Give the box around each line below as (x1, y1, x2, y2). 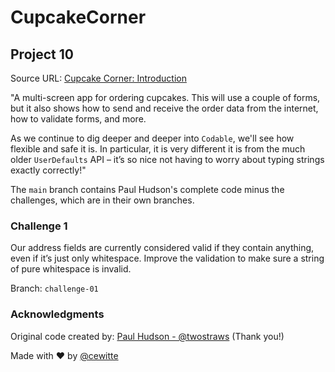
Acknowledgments (10, 307, 105, 321)
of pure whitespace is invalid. (10, 263, 132, 275)
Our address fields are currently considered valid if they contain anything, (10, 242, 315, 254)
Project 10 (10, 46, 74, 63)
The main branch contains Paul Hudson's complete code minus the (10, 184, 285, 195)
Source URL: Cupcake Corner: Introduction (10, 72, 187, 84)
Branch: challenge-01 (10, 282, 99, 295)
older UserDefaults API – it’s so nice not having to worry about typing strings (10, 154, 325, 165)
